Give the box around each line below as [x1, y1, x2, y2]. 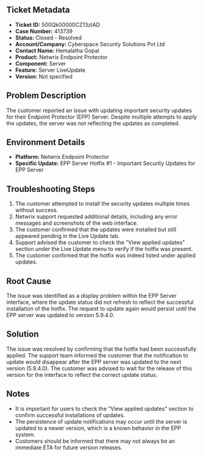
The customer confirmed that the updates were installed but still [15, 226, 177, 233]
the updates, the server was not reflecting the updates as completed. [6, 119, 180, 127]
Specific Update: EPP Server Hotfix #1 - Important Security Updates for [15, 160, 196, 167]
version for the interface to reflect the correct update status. [6, 371, 158, 378]
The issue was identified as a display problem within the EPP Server [6, 292, 177, 300]
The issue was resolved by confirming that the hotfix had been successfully [6, 345, 197, 353]
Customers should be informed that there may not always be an [15, 437, 176, 444]
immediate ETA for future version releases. [15, 444, 123, 451]
